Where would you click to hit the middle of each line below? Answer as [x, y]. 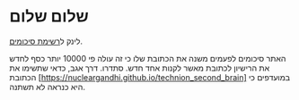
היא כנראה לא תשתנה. [47, 87]
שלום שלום [49, 17]
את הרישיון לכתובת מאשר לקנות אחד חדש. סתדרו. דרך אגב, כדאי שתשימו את [140, 68]
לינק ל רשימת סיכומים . [46, 41]
